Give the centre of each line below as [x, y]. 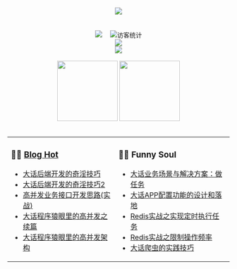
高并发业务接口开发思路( [63, 195]
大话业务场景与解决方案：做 [176, 174]
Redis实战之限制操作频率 [171, 237]
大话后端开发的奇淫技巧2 [64, 184]
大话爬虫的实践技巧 [162, 248]
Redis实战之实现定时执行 [171, 216]
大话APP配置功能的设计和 [172, 195]
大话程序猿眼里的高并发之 [65, 216]
